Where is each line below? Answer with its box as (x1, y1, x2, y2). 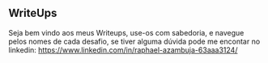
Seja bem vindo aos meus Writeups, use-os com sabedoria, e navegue (8, 27, 245, 37)
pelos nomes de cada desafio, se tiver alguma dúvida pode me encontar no (8, 36, 261, 46)
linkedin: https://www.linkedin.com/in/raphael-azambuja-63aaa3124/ (8, 44, 238, 55)
